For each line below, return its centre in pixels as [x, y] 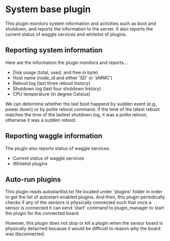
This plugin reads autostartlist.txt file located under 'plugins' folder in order [84, 192]
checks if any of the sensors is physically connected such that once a [78, 202]
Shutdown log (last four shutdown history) [57, 88]
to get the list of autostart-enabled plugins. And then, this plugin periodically [85, 197]
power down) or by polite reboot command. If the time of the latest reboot [82, 109]
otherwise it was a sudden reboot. [41, 120]
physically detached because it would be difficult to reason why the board [83, 229]
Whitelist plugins [30, 163]
